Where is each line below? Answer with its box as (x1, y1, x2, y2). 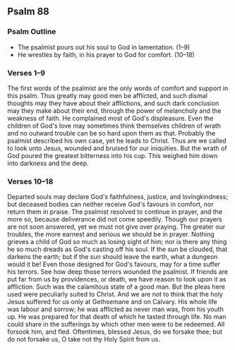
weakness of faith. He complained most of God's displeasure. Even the (7, 114, 214, 122)
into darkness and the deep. (7, 159, 90, 167)
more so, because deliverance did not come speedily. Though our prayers (7, 215, 222, 224)
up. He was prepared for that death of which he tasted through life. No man (7, 313, 227, 321)
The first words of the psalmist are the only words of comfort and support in (7, 84, 229, 92)
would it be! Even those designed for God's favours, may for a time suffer (7, 260, 221, 269)
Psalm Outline (7, 27, 56, 37)
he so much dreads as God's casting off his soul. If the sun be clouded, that (7, 245, 228, 253)
